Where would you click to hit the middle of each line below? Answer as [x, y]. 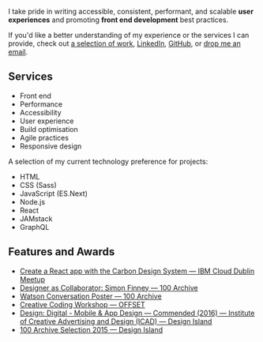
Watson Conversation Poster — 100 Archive [90, 296]
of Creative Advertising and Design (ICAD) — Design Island [116, 321]
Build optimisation [49, 129]
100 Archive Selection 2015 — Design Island [91, 329]
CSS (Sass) [38, 185]
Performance [41, 104]
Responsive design [51, 146]
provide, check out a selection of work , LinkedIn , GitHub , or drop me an [124, 43]
